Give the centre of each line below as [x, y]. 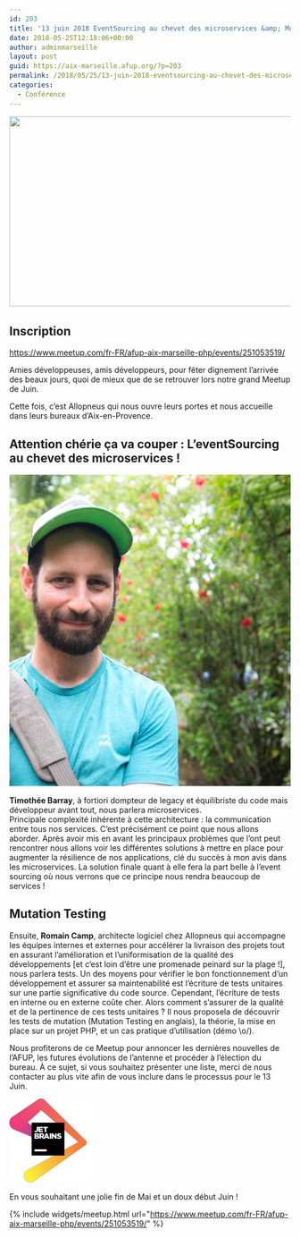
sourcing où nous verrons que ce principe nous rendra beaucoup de [135, 876]
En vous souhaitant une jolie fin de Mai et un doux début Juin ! [124, 1196]
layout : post [33, 57]
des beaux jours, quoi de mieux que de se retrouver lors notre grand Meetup [150, 379]
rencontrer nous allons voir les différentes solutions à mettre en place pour [146, 848]
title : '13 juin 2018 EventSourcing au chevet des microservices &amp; [145, 28]
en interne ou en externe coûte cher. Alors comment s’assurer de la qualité [146, 1002]
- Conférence [42, 94]
